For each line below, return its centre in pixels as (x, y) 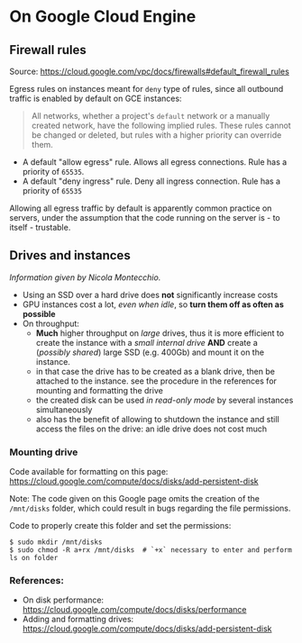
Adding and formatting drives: (78, 620)
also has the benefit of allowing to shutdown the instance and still (157, 419)
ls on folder (34, 558)
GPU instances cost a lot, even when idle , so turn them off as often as (153, 304)
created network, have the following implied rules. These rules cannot (161, 125)
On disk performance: (63, 600)
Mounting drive (44, 452)
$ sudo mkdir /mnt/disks (56, 542)
